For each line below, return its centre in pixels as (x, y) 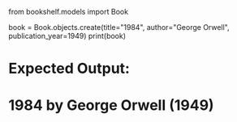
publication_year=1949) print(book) (67, 36)
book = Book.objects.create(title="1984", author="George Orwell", (119, 27)
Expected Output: (69, 69)
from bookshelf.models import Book (68, 12)
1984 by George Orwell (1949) (111, 105)
